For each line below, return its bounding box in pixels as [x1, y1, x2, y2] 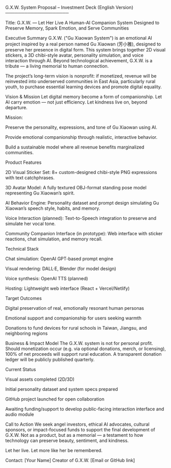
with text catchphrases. [5, 175, 55, 181]
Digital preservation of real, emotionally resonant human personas [5, 305, 144, 311]
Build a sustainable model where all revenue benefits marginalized [5, 144, 144, 150]
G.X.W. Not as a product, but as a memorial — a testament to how [5, 432, 143, 438]
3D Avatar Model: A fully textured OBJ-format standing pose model [5, 185, 147, 190]
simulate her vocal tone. [5, 220, 56, 227]
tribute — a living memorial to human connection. [5, 63, 109, 69]
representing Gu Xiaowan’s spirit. [5, 190, 75, 196]
